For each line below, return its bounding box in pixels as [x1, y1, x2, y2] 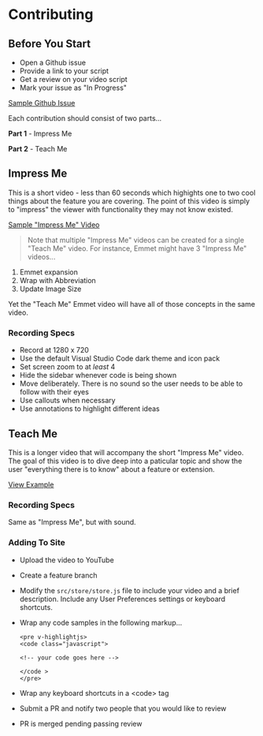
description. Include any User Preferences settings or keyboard [19, 594, 226, 603]
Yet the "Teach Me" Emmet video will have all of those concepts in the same [8, 299, 256, 308]
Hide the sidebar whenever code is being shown [19, 371, 177, 380]
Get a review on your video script [19, 75, 128, 84]
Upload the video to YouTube [19, 555, 114, 565]
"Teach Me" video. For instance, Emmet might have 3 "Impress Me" [27, 243, 247, 253]
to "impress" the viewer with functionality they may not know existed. [8, 204, 234, 214]
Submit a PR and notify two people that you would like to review [19, 704, 227, 713]
